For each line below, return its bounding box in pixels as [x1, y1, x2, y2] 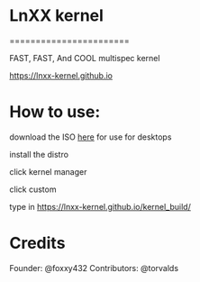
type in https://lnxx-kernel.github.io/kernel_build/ [9, 201, 191, 212]
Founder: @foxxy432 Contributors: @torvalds [9, 262, 178, 273]
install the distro [9, 149, 69, 159]
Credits [9, 233, 66, 253]
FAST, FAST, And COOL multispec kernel [9, 52, 160, 63]
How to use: [9, 102, 101, 123]
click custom [9, 184, 57, 195]
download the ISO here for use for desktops [9, 132, 172, 142]
